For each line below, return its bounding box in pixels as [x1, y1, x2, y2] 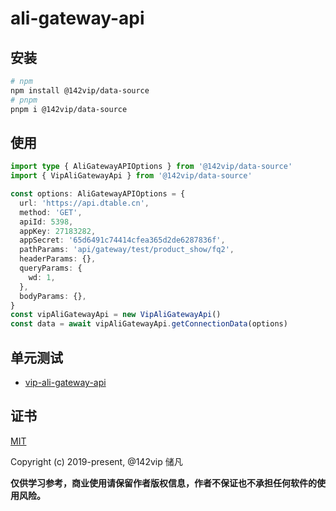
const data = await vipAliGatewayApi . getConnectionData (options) [10, 319, 288, 329]
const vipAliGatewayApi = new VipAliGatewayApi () [10, 310, 222, 320]
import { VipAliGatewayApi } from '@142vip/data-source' [10, 171, 253, 181]
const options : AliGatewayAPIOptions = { [10, 189, 186, 199]
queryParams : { [19, 263, 83, 274]
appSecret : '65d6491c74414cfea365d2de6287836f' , [19, 235, 226, 246]
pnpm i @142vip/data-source [10, 104, 128, 114]
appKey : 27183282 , [19, 226, 97, 236]
